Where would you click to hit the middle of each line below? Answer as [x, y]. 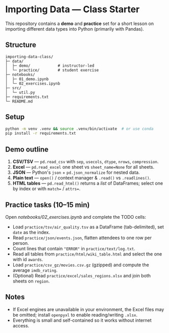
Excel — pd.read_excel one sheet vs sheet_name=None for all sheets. [83, 167]
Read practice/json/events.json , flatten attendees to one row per [82, 238]
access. [21, 325]
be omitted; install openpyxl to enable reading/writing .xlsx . [75, 315]
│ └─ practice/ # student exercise [52, 70]
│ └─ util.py [20, 92]
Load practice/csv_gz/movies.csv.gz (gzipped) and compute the [81, 265]
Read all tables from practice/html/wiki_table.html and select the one [87, 254]
